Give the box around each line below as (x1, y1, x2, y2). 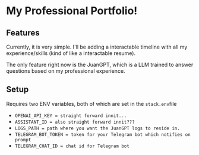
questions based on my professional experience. (6, 67, 126, 75)
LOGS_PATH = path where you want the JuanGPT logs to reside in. (14, 125, 180, 131)
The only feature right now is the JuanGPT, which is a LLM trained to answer (6, 61, 194, 68)
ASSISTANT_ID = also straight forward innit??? (14, 119, 135, 125)
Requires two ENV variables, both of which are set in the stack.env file (6, 100, 177, 107)
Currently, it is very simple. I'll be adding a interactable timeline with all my (6, 43, 188, 50)
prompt (14, 137, 31, 143)
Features (6, 28, 40, 38)
